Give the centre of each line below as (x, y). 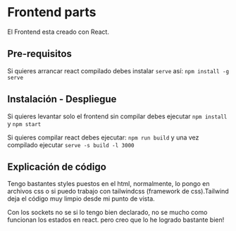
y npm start (24, 123)
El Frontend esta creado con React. (58, 32)
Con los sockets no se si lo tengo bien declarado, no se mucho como (107, 213)
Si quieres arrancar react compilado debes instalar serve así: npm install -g (118, 70)
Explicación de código (57, 167)
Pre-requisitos (40, 54)
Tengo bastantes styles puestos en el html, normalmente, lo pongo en (108, 184)
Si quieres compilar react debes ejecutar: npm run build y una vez (103, 137)
